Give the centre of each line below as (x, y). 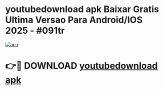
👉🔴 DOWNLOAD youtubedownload (81, 66)
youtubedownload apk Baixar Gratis (82, 9)
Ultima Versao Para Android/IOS (74, 20)
